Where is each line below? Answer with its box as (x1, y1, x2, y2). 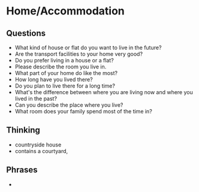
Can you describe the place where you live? (14, 101, 123, 109)
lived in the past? (14, 95, 58, 102)
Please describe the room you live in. (14, 63, 107, 70)
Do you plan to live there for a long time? (14, 82, 116, 89)
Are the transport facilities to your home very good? (14, 50, 143, 58)
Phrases (6, 165, 38, 175)
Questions (6, 28, 46, 38)
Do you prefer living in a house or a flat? (14, 57, 114, 64)
